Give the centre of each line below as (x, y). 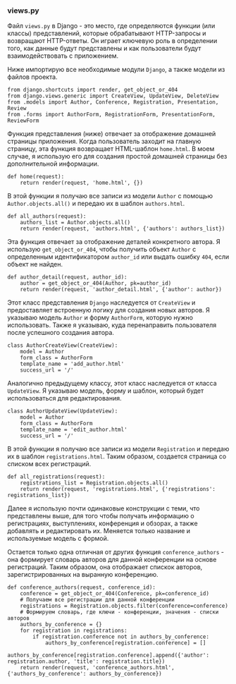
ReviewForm (23, 121)
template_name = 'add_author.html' (72, 364)
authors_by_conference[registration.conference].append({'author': (108, 655)
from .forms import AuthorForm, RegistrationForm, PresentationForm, (112, 115)
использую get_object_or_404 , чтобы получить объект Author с (102, 250)
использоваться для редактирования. (64, 398)
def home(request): (36, 177)
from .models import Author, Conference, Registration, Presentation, (113, 102)
